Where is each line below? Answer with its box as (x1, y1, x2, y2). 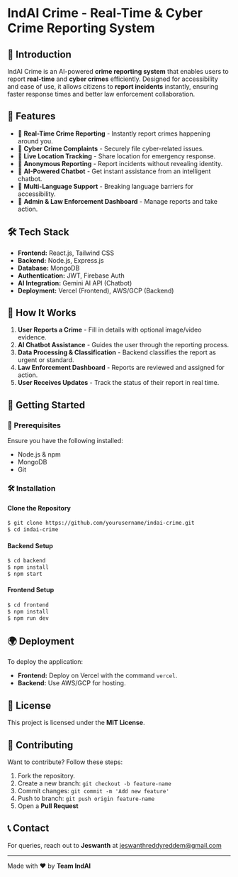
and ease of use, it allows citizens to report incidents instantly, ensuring (7, 82, 219, 90)
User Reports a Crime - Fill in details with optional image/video (17, 325, 202, 334)
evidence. (17, 333, 47, 342)
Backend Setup (7, 541, 53, 550)
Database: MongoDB (17, 263, 80, 272)
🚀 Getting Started (7, 399, 86, 411)
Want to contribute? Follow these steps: (7, 758, 123, 766)
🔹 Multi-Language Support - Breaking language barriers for (17, 182, 193, 190)
